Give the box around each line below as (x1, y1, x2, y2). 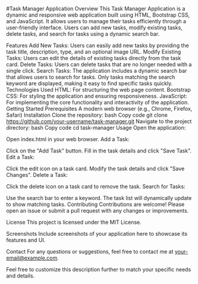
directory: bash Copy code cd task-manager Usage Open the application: (6, 124, 186, 131)
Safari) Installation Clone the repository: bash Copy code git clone (6, 111, 168, 118)
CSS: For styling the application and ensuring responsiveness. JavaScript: (6, 92, 187, 99)
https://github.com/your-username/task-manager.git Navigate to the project (6, 118, 192, 124)
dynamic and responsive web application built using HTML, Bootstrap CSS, (6, 11, 190, 18)
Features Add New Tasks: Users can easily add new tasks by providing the (6, 42, 189, 49)
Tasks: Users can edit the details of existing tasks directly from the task (6, 55, 181, 61)
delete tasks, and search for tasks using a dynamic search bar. (6, 30, 160, 38)
